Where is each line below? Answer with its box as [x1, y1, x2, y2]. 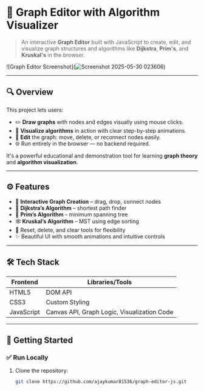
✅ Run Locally [6, 353, 49, 361]
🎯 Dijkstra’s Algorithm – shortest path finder [15, 204, 127, 212]
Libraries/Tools [87, 278, 132, 287]
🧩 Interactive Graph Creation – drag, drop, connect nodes [15, 198, 161, 205]
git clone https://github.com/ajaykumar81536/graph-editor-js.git [15, 379, 187, 385]
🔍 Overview [6, 87, 53, 98]
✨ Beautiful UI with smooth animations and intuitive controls [15, 233, 165, 240]
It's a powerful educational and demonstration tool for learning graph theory [6, 152, 198, 159]
